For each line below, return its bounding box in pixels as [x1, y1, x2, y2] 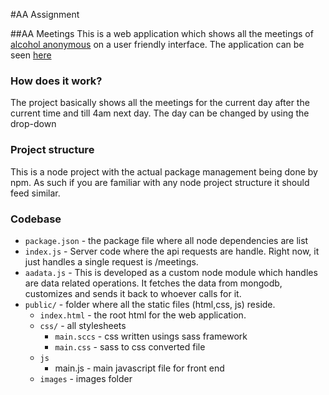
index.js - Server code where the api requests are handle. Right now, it [24, 245, 320, 257]
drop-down [10, 118, 57, 130]
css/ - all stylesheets [39, 319, 127, 331]
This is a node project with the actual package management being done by [10, 165, 318, 178]
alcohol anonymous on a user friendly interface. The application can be [10, 39, 305, 50]
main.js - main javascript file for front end [54, 362, 225, 374]
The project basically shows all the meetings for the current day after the [10, 97, 310, 109]
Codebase [10, 212, 62, 226]
